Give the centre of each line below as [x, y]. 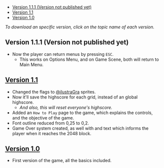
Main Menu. [32, 64]
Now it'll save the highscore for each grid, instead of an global [75, 97]
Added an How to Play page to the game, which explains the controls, [82, 113]
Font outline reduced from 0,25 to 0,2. [50, 123]
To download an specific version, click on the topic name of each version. [80, 27]
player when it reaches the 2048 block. [52, 133]
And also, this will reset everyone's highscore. [66, 107]
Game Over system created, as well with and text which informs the [80, 128]
